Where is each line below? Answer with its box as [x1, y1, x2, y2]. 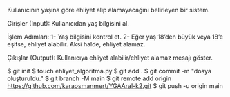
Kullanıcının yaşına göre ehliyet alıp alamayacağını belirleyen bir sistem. [7, 6, 210, 14]
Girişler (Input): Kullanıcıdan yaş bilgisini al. [7, 19, 129, 27]
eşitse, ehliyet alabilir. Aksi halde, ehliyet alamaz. [7, 40, 146, 48]
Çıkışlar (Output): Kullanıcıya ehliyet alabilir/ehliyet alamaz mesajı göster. [7, 53, 213, 62]
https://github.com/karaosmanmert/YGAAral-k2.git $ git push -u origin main [7, 82, 223, 89]
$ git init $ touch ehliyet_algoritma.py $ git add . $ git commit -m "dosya [7, 67, 212, 75]
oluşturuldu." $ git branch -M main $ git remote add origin [7, 74, 171, 82]
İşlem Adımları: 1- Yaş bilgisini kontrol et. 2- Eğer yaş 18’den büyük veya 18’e [7, 33, 223, 41]
